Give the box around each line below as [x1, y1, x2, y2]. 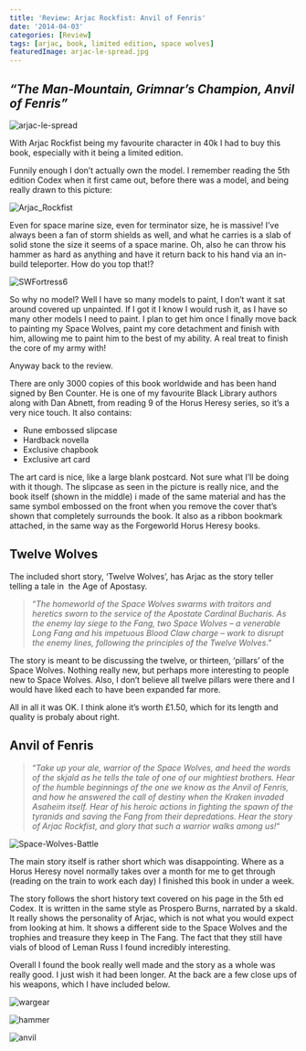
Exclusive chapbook [22, 444, 99, 455]
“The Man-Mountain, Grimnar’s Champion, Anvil [9, 81, 295, 97]
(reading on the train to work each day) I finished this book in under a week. [9, 875, 295, 886]
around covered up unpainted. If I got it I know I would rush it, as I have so [9, 303, 288, 314]
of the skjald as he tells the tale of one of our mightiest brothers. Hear [31, 771, 295, 782]
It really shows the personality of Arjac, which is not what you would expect [9, 912, 294, 923]
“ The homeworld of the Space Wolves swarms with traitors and [31, 598, 272, 609]
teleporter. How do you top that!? [30, 258, 154, 270]
